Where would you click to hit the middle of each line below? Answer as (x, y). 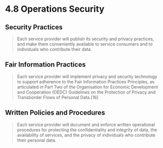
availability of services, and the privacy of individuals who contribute (86, 135)
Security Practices (34, 27)
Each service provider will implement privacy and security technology (87, 76)
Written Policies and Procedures (55, 113)
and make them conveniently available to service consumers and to (85, 44)
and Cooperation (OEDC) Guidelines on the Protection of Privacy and (86, 92)
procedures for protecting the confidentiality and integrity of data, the (87, 130)
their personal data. (37, 140)
